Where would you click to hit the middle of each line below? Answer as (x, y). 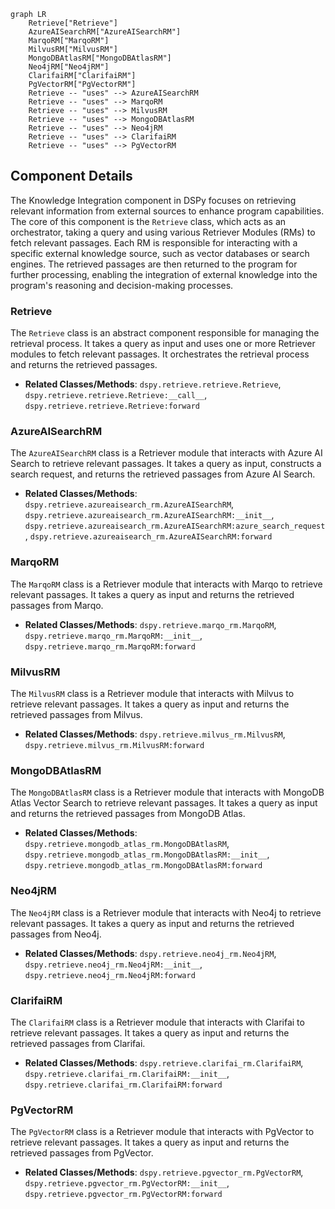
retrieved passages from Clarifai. (78, 1043)
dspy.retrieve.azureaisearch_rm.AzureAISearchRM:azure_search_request (175, 526)
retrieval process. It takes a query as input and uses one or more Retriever (163, 344)
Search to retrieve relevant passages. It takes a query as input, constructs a (166, 464)
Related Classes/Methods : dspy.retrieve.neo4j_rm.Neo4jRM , (150, 953)
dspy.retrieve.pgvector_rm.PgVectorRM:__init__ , (127, 1183)
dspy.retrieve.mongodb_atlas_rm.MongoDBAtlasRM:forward (143, 866)
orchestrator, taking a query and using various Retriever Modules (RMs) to (163, 232)
